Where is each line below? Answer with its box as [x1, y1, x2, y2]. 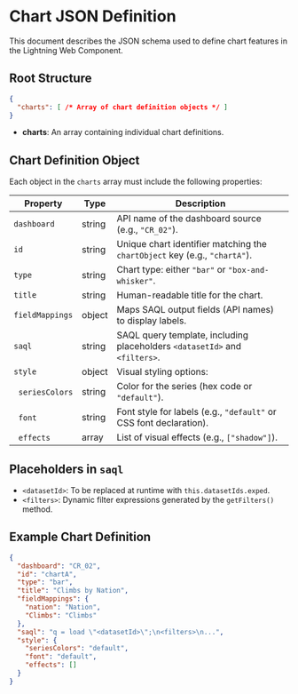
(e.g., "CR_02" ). [116, 224, 179, 236]
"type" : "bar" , [17, 578, 74, 587]
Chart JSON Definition [9, 6, 176, 27]
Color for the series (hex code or [116, 380, 253, 393]
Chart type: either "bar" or [116, 264, 226, 276]
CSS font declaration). [116, 417, 209, 429]
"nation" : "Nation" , [25, 602, 101, 612]
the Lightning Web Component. [9, 44, 124, 55]
